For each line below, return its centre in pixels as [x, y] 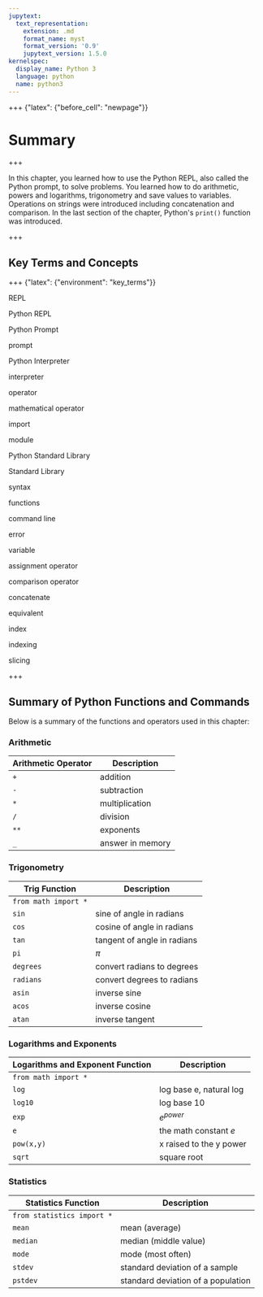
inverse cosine [123, 1006]
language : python [45, 76]
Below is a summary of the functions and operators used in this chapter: [129, 721]
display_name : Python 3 [56, 69]
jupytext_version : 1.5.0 [65, 54]
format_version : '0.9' [61, 46]
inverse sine [119, 993]
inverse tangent [125, 1019]
